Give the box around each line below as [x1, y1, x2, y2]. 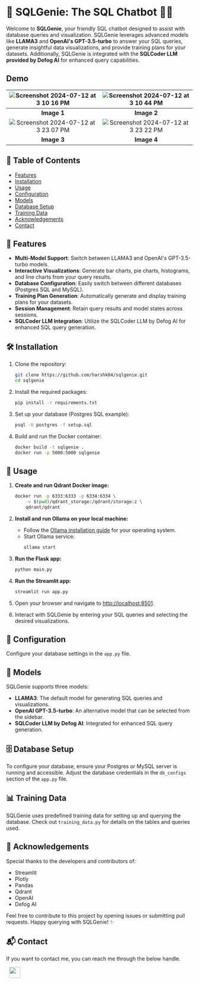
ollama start [23, 544, 56, 550]
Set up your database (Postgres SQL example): [14, 410, 130, 418]
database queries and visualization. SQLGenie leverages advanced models [6, 31, 188, 38]
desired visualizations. [14, 617, 70, 625]
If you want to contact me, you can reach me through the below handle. [6, 955, 181, 963]
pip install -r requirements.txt [14, 400, 98, 406]
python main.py [14, 566, 53, 572]
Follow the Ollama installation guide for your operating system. [23, 526, 176, 533]
